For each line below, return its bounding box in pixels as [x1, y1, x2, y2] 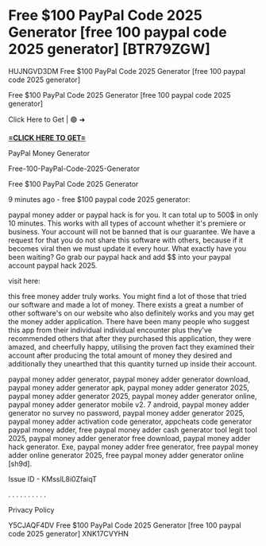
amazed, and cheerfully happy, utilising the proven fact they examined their [8, 342, 256, 351]
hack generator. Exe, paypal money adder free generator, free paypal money [8, 442, 259, 451]
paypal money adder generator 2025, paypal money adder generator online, [8, 391, 257, 401]
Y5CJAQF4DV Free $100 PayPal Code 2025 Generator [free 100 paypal [8, 520, 242, 530]
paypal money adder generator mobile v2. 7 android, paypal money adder [8, 400, 250, 409]
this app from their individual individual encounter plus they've [8, 325, 213, 335]
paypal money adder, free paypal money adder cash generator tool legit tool [8, 424, 258, 435]
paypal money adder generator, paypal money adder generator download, [8, 374, 250, 384]
